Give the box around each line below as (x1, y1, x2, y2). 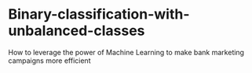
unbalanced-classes (8, 22, 145, 40)
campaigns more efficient (8, 56, 91, 65)
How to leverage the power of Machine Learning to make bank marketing (8, 47, 245, 57)
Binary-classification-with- (8, 5, 190, 23)
